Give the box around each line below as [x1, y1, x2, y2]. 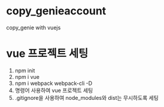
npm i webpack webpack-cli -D [14, 80, 93, 87]
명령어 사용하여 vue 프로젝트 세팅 [14, 87, 93, 94]
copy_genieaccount [6, 4, 107, 18]
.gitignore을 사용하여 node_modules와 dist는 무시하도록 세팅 [14, 94, 159, 101]
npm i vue [14, 73, 40, 80]
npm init [14, 67, 35, 74]
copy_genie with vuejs [6, 24, 61, 31]
